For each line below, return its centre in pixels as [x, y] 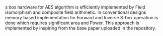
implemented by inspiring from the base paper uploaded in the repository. [81, 28]
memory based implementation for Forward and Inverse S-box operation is [81, 18]
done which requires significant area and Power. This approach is [72, 23]
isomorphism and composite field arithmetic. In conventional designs [76, 12]
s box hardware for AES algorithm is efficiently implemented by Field [75, 7]
